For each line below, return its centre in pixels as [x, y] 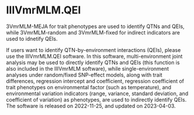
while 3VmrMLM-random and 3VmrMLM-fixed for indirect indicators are [93, 32]
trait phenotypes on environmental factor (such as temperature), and [89, 87]
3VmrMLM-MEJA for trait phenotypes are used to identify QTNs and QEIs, [96, 26]
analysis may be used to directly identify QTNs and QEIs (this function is [93, 62]
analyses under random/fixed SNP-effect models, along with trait [84, 75]
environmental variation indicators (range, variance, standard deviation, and [97, 93]
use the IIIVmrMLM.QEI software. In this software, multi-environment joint [94, 56]
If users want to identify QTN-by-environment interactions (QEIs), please [93, 50]
